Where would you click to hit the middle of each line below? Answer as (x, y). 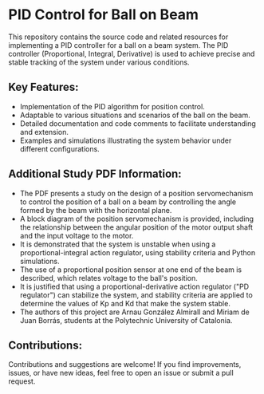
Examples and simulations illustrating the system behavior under (126, 140)
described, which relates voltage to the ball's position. (108, 278)
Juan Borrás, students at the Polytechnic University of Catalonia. (126, 320)
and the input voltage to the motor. (77, 235)
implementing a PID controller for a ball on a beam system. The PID (118, 45)
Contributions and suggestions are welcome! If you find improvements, (125, 364)
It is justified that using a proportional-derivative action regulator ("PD (134, 286)
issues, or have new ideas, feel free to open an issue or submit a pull (121, 373)
